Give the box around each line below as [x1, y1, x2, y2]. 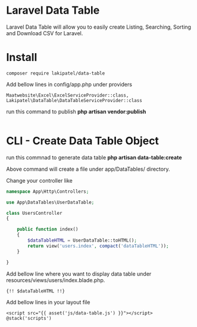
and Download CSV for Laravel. [6, 29, 83, 36]
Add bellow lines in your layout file [6, 298, 90, 306]
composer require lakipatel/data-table [6, 70, 105, 76]
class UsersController [6, 210, 62, 216]
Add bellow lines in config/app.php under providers [6, 81, 133, 88]
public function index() [17, 226, 79, 233]
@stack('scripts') [6, 315, 52, 321]
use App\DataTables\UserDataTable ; [6, 199, 95, 205]
